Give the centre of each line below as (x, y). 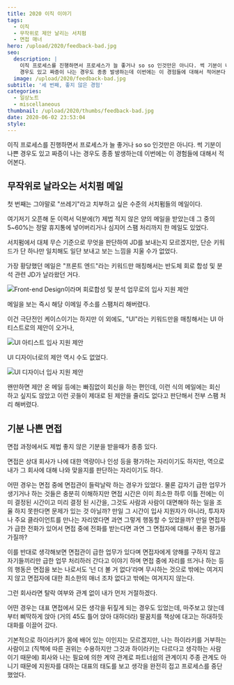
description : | (36, 59)
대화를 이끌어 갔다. (32, 625)
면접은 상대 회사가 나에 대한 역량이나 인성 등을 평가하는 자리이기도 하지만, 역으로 (116, 461)
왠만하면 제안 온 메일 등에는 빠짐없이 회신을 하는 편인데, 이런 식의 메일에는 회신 (114, 387)
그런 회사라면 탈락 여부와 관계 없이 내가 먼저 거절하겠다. (83, 593)
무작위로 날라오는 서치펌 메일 (65, 186)
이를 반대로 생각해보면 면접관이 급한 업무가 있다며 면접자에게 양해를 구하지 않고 (114, 552)
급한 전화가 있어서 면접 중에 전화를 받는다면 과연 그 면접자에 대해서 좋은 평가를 (120, 529)
